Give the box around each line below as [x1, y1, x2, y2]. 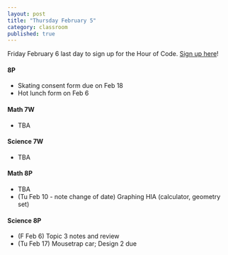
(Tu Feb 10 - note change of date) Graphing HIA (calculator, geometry [17, 193, 221, 201]
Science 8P [7, 216, 42, 225]
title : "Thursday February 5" [7, 17, 97, 24]
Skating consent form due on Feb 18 [17, 81, 124, 90]
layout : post [7, 10, 46, 18]
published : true [7, 30, 55, 38]
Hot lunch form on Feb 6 [17, 89, 89, 98]
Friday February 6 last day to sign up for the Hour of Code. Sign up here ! [7, 50, 219, 58]
